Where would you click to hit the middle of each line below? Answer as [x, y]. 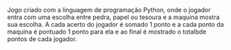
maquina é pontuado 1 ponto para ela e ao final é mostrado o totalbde [107, 32]
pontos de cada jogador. [42, 39]
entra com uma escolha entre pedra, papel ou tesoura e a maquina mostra [114, 17]
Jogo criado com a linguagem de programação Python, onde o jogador [109, 10]
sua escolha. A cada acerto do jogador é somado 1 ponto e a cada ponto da [115, 24]
